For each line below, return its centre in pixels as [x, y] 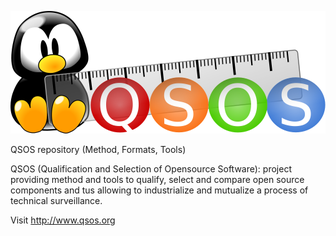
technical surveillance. [56, 200]
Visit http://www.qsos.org [63, 220]
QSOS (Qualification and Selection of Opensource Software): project [151, 169]
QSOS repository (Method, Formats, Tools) [98, 149]
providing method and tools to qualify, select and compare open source [157, 179]
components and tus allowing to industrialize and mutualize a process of [159, 190]
